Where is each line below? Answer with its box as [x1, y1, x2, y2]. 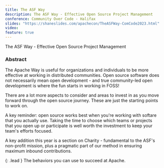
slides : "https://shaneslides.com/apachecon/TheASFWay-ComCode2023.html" [5, 21, 160, 26]
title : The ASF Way [5, 7, 45, 12]
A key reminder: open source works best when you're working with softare [5, 112, 157, 118]
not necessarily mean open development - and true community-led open [5, 77, 153, 84]
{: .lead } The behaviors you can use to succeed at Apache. [5, 158, 126, 164]
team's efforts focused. [5, 128, 53, 134]
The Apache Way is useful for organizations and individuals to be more [5, 67, 149, 73]
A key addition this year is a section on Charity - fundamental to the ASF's [5, 137, 155, 143]
